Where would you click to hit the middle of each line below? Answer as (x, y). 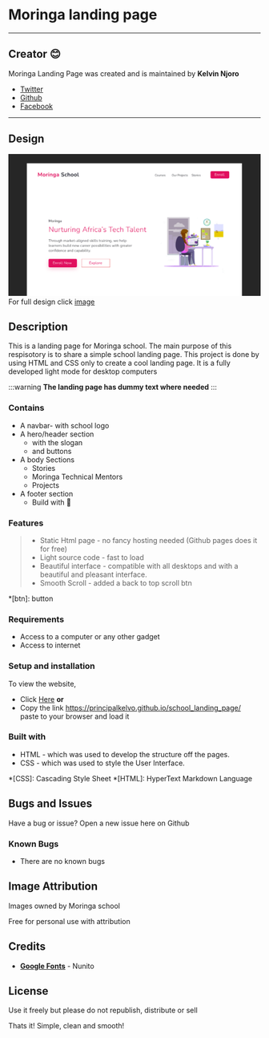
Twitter (32, 89)
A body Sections (47, 460)
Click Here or (42, 699)
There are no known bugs (62, 861)
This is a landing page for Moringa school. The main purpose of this (120, 346)
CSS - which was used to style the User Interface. (102, 763)
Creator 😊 (35, 54)
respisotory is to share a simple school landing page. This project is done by (134, 355)
